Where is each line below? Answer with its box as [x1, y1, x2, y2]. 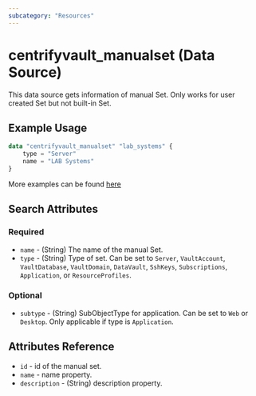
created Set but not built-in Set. [8, 98, 112, 108]
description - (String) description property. [19, 378, 163, 388]
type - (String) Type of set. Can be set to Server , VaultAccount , [19, 253, 226, 262]
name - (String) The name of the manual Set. [19, 245, 163, 254]
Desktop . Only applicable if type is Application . [19, 317, 174, 326]
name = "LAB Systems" [22, 158, 94, 166]
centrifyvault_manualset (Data [8, 46, 215, 64]
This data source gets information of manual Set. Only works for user [8, 90, 235, 99]
